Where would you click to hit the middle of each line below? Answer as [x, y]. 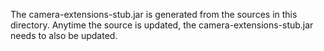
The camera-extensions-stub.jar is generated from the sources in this [154, 14]
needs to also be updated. [64, 35]
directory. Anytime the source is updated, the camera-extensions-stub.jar [162, 25]
